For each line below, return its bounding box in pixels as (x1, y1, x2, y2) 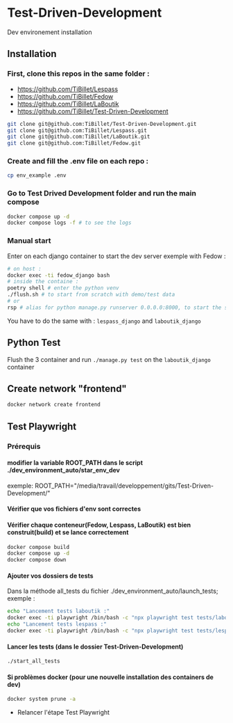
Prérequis (7, 441, 41, 451)
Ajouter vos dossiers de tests (7, 571, 94, 580)
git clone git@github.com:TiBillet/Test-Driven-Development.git (7, 120, 197, 127)
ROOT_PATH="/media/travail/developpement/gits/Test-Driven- (34, 482, 214, 490)
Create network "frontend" (7, 383, 127, 395)
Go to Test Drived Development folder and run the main (7, 189, 196, 198)
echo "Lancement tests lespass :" (7, 621, 107, 628)
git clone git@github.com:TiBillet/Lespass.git (7, 127, 148, 134)
